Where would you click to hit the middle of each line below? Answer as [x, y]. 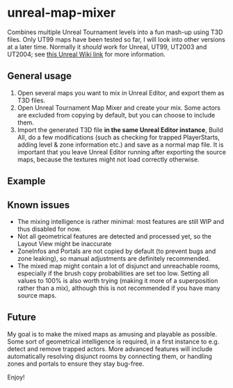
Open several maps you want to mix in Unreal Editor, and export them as [121, 92]
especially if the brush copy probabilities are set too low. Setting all [113, 273]
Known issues [39, 205]
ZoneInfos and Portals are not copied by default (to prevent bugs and [116, 251]
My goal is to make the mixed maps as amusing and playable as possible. [112, 334]
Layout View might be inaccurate [64, 243]
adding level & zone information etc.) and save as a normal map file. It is [120, 145]
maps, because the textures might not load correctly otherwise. [108, 159]
